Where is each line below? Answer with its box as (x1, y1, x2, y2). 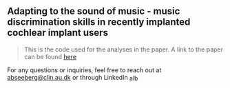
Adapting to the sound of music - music (7, 5, 180, 17)
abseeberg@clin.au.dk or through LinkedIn (7, 73, 129, 81)
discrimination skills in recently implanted (7, 16, 191, 28)
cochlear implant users (7, 27, 109, 38)
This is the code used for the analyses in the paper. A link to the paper (23, 45, 224, 54)
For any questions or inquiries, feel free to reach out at (7, 65, 162, 74)
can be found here (23, 52, 77, 60)
